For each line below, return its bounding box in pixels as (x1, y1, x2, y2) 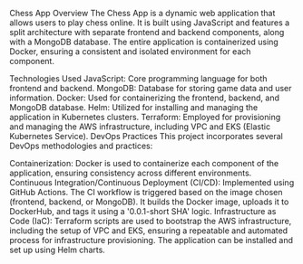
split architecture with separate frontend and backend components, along (9, 27, 285, 37)
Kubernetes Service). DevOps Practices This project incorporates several (9, 131, 284, 141)
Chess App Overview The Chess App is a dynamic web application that (9, 8, 276, 18)
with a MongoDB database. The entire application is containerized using (9, 36, 279, 47)
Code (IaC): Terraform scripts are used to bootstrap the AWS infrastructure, (9, 216, 292, 226)
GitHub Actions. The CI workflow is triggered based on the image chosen (9, 187, 283, 197)
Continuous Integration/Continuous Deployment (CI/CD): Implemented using (9, 177, 295, 188)
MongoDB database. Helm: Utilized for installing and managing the (9, 102, 259, 112)
